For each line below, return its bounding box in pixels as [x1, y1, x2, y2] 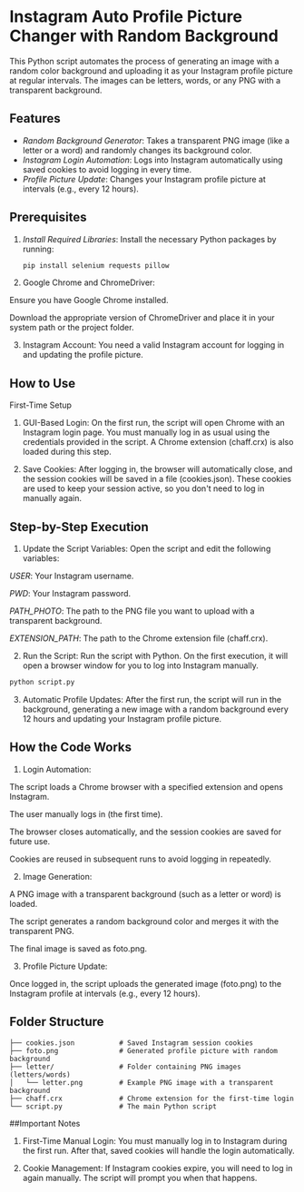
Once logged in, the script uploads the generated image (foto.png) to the [9, 978, 282, 989]
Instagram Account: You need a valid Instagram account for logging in [22, 340, 285, 350]
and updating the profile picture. [22, 350, 143, 360]
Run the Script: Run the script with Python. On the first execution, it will [22, 651, 289, 662]
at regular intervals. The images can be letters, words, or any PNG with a [9, 74, 281, 85]
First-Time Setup [9, 399, 73, 410]
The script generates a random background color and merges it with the [9, 915, 279, 927]
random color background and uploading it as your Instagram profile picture [9, 65, 293, 76]
